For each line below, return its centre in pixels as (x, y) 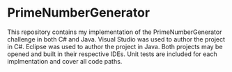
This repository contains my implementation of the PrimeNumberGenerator (115, 32)
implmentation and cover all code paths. (65, 61)
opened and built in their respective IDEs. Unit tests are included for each (112, 54)
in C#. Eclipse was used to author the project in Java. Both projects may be (115, 46)
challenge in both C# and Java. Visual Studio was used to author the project (116, 39)
